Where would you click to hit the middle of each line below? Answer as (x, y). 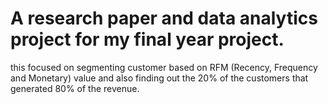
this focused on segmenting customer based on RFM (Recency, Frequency (164, 67)
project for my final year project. (147, 39)
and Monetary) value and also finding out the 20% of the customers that (159, 78)
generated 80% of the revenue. (75, 88)
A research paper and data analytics (164, 18)
